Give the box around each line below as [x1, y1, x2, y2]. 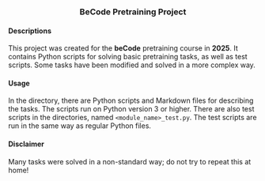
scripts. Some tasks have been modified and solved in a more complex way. [8, 60, 256, 70]
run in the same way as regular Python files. [8, 121, 152, 130]
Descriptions [8, 26, 51, 36]
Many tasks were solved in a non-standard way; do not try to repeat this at [8, 156, 252, 166]
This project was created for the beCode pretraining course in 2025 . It [8, 43, 239, 53]
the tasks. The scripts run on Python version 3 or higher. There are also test [8, 104, 255, 114]
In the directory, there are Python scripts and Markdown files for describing [8, 96, 254, 105]
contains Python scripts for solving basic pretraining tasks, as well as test [8, 52, 248, 62]
